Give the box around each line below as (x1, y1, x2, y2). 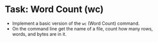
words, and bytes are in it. (12, 31, 67, 37)
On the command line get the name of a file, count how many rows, (12, 25, 153, 31)
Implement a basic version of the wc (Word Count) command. (12, 20, 140, 26)
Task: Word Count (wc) (5, 4, 104, 15)
